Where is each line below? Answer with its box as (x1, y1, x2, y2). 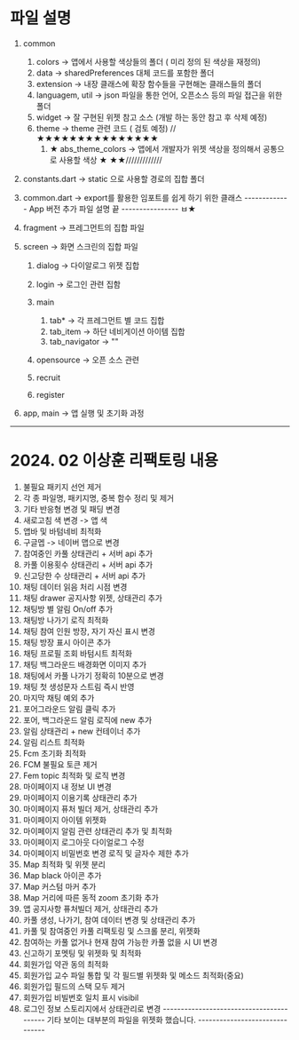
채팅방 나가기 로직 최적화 (22, 615, 109, 625)
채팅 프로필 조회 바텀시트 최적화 (22, 647, 132, 658)
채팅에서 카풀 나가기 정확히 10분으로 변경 (22, 670, 164, 680)
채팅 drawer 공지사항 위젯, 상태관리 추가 (22, 592, 163, 603)
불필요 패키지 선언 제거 (22, 481, 102, 492)
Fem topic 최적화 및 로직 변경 (22, 770, 126, 781)
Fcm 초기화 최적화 (22, 748, 87, 758)
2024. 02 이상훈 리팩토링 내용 (10, 450, 219, 471)
